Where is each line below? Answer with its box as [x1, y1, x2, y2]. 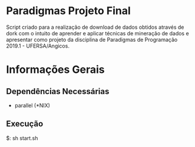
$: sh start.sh [6, 134, 38, 142]
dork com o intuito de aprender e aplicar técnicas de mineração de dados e [6, 29, 190, 36]
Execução [6, 119, 44, 129]
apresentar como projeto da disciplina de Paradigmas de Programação [6, 36, 178, 43]
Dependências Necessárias [6, 86, 110, 96]
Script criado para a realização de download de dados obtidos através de [6, 24, 184, 31]
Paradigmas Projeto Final [6, 4, 131, 18]
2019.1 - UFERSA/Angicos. [6, 42, 70, 49]
